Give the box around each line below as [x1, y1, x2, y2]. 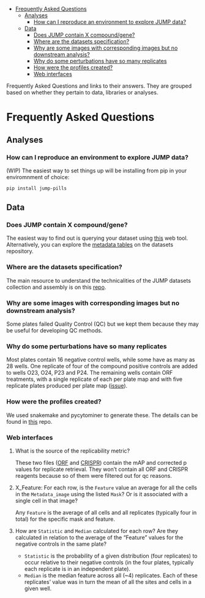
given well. [24, 585, 52, 592]
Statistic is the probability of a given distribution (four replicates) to [24, 552, 198, 559]
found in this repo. [6, 418, 53, 425]
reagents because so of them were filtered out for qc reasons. [15, 472, 173, 479]
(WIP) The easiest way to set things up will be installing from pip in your [6, 167, 187, 174]
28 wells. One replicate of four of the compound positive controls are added [6, 362, 198, 370]
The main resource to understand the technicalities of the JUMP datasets [6, 277, 192, 284]
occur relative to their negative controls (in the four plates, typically [24, 558, 194, 566]
